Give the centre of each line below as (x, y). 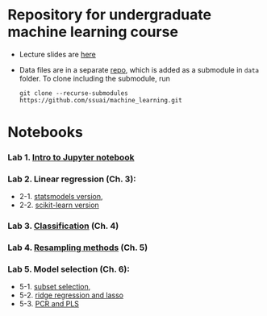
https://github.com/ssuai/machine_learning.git (100, 100)
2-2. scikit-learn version (59, 205)
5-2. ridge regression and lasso (71, 295)
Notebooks (46, 133)
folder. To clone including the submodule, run (95, 78)
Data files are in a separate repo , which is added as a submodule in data (139, 69)
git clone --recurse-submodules (73, 93)
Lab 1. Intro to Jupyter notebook (71, 157)
